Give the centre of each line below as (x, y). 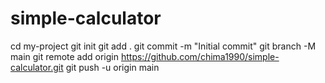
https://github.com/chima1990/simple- (200, 56)
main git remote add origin (65, 56)
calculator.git (37, 67)
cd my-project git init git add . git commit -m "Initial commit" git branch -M (163, 46)
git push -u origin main (112, 67)
